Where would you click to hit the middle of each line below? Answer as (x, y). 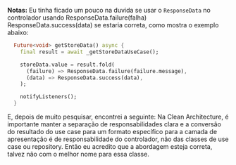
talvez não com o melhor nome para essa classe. (78, 154)
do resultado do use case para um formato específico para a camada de (112, 132)
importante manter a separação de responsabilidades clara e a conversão (114, 124)
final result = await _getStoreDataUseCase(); (89, 52)
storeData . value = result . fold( (67, 65)
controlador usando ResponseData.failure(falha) (77, 18)
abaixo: (18, 32)
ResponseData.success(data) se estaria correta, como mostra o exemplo (113, 25)
